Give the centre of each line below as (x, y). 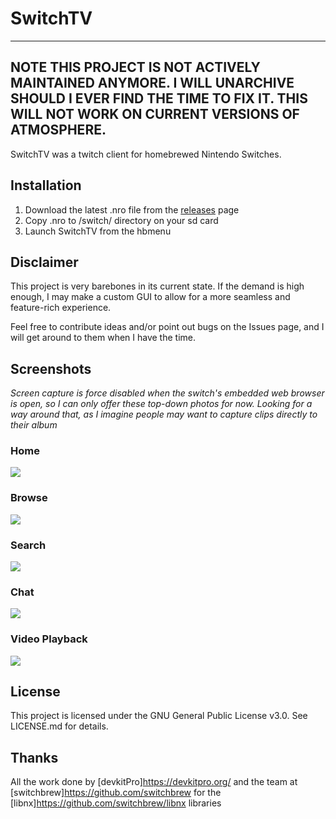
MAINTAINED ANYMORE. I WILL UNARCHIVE (152, 83)
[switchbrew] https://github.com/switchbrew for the (116, 793)
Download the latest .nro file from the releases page (132, 209)
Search (28, 545)
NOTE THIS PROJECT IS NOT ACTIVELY (135, 67)
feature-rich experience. (61, 308)
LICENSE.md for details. (59, 726)
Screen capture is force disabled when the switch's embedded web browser (167, 393)
